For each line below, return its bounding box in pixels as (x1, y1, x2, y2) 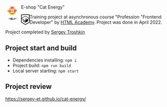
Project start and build (5, 43, 77, 52)
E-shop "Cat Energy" (21, 4, 65, 10)
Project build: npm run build (12, 63, 71, 68)
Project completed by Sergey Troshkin (5, 29, 85, 35)
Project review (5, 82, 52, 91)
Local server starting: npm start (12, 68, 79, 74)
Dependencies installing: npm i (12, 57, 77, 63)
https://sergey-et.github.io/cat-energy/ (5, 95, 86, 102)
